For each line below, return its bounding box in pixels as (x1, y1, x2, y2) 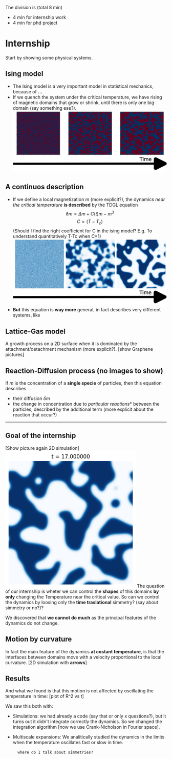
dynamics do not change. (5, 620, 59, 626)
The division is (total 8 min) (5, 5, 63, 10)
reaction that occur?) (12, 411, 57, 417)
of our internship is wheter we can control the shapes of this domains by (5, 588, 159, 594)
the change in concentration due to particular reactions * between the (12, 401, 160, 407)
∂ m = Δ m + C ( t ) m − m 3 (66, 210, 114, 217)
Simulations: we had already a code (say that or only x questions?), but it (12, 713, 166, 720)
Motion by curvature (5, 635, 72, 644)
